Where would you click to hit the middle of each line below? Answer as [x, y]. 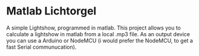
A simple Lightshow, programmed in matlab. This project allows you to [94, 28]
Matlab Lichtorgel [51, 11]
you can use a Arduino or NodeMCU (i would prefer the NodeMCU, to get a [100, 40]
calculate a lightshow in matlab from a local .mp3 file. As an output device [98, 34]
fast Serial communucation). [41, 47]
